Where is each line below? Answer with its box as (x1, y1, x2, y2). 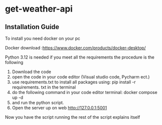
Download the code (12, 69, 52, 75)
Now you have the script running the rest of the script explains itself (5, 114, 140, 120)
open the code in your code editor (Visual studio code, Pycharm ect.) (12, 74, 150, 79)
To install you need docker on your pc (5, 35, 81, 41)
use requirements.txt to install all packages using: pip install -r (12, 79, 136, 85)
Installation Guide (5, 23, 59, 31)
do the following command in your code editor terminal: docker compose (12, 90, 158, 95)
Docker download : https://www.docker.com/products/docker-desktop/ (5, 45, 146, 50)
